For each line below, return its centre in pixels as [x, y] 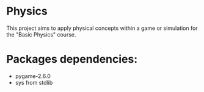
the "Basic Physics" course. [41, 34]
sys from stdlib [34, 82]
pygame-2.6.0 [33, 76]
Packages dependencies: [72, 59]
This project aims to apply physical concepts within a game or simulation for [102, 28]
